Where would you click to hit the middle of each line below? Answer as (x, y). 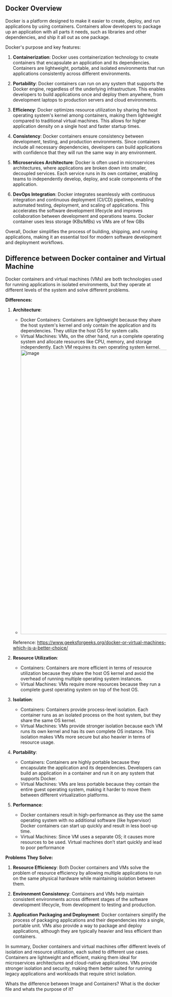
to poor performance (42, 848)
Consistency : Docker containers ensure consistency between (78, 136)
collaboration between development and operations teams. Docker (83, 216)
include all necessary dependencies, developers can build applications (88, 147)
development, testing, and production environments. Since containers (86, 141)
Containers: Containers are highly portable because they (80, 762)
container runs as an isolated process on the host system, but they (91, 715)
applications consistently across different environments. (72, 73)
